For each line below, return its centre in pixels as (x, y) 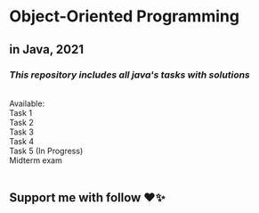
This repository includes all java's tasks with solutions (130, 75)
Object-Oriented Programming (125, 16)
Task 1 (21, 112)
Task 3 (21, 132)
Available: (27, 103)
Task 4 (21, 141)
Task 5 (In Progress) (46, 151)
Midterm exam (36, 160)
